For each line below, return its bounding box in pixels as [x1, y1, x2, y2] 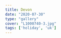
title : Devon [5, 7, 32, 12]
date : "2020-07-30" [5, 12, 46, 17]
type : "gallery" [5, 16, 39, 21]
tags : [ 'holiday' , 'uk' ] [5, 26, 57, 31]
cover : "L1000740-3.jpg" [5, 21, 57, 26]
